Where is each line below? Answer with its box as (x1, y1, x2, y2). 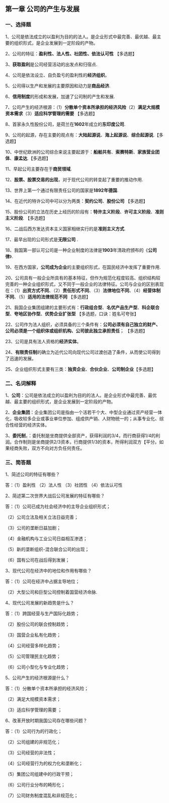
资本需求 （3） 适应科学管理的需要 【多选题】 (5, 110, 98, 116)
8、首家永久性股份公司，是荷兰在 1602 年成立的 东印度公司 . (5, 121, 126, 127)
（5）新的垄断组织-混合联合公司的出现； (5, 546, 90, 553)
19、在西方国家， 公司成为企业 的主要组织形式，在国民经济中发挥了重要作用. (5, 264, 161, 270)
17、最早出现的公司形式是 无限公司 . (5, 236, 78, 242)
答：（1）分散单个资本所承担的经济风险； (5, 686, 89, 692)
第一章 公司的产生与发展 (5, 5, 79, 14)
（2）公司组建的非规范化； (5, 739, 61, 745)
